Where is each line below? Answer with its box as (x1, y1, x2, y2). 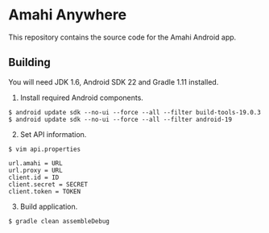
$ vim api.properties (8, 145, 81, 153)
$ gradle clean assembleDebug (8, 217, 110, 225)
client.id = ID (8, 173, 60, 181)
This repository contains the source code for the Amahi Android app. (8, 32, 237, 42)
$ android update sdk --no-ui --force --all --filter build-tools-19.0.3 (8, 108, 262, 116)
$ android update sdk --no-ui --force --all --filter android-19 (8, 115, 232, 123)
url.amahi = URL (8, 159, 63, 167)
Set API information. (19, 129, 87, 139)
